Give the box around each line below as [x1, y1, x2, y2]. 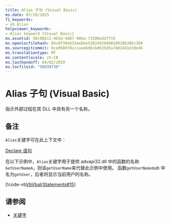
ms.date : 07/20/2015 [5, 12, 50, 17]
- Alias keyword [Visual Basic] [5, 31, 74, 36]
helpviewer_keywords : [5, 27, 52, 32]
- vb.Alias [5, 21, 29, 27]
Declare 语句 [5, 147, 32, 154]
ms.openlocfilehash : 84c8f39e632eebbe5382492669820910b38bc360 [5, 41, 143, 46]
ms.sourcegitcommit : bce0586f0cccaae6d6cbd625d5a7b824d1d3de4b [5, 45, 143, 51]
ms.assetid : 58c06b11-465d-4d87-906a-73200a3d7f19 [5, 36, 116, 41]
